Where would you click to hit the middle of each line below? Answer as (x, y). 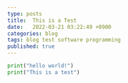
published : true (31, 46)
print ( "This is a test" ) (44, 72)
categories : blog (33, 33)
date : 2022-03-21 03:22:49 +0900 (59, 27)
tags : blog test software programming (64, 40)
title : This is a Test (42, 20)
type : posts (25, 14)
